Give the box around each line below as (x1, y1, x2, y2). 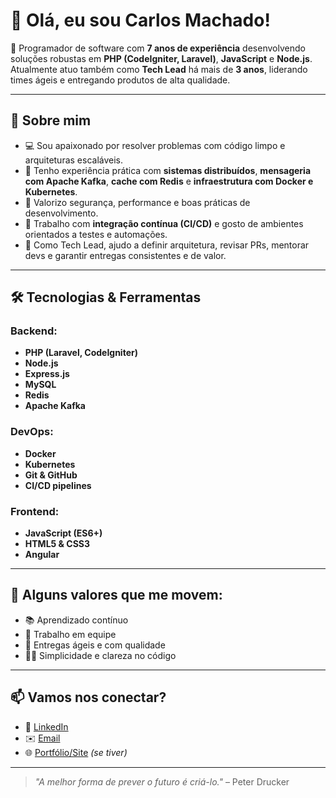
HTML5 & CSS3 (24, 538, 91, 550)
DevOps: (10, 425, 54, 439)
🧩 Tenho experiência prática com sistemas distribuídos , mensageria (24, 164, 312, 176)
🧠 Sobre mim (10, 112, 92, 129)
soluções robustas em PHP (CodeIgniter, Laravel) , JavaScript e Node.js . (10, 52, 313, 64)
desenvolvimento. (24, 207, 99, 219)
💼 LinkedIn (24, 720, 69, 733)
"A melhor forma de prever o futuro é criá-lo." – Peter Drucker (34, 775, 290, 788)
